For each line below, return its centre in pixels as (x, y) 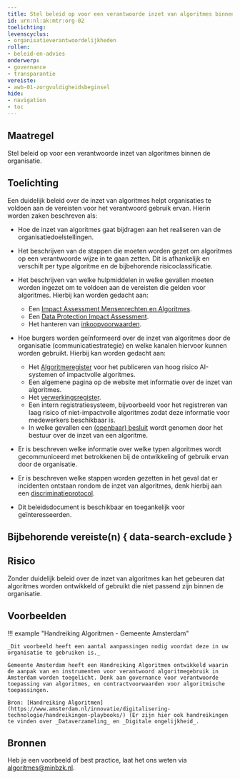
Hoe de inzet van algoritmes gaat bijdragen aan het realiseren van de (119, 229)
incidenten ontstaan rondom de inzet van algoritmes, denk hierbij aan (120, 486)
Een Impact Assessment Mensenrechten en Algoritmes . (110, 308)
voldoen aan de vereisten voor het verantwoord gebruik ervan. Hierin (109, 208)
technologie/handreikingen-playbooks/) (67, 715)
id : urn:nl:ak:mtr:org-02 (46, 21)
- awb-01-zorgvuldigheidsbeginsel (59, 87)
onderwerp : (24, 61)
